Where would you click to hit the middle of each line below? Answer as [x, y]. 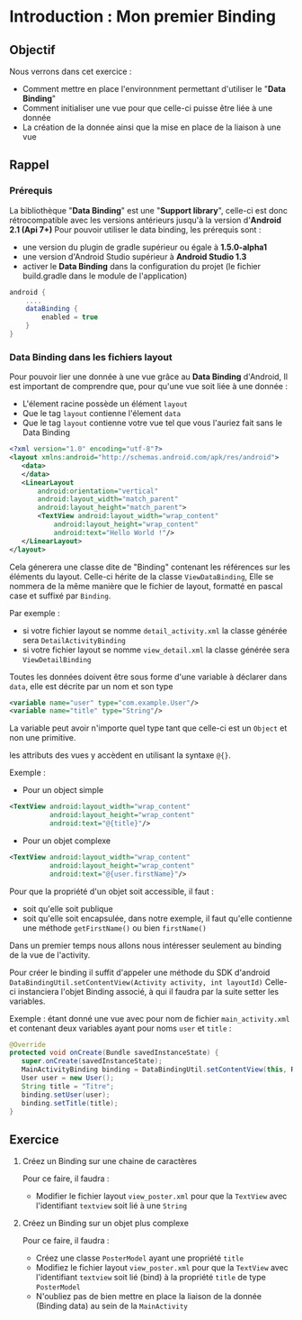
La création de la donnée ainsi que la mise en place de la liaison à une [151, 127]
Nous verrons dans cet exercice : [71, 71]
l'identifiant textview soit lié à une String [111, 1206]
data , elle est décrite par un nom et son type [91, 686]
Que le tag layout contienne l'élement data [102, 414]
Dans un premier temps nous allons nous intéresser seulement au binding [146, 945]
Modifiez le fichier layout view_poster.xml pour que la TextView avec [162, 1268]
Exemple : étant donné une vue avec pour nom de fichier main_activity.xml [150, 1018]
